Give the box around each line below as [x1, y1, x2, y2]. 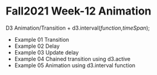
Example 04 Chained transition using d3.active [14, 55, 131, 62]
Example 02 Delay [14, 42, 60, 50]
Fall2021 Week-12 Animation [5, 4, 152, 18]
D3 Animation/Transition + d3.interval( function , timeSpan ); [5, 24, 150, 31]
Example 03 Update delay [14, 48, 79, 56]
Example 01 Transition [14, 36, 69, 43]
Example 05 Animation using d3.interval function [14, 62, 136, 69]
